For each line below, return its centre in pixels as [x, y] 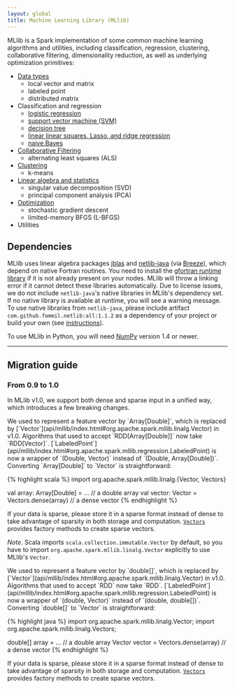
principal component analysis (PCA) [79, 195]
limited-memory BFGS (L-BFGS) [74, 217]
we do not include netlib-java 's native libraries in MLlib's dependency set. [115, 293]
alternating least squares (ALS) [72, 157]
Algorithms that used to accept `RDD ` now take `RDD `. [85, 585]
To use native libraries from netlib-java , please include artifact [99, 308]
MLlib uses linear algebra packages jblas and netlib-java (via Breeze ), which [117, 264]
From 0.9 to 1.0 [33, 385]
